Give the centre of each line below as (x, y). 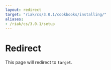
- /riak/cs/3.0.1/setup (30, 24)
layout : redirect (23, 10)
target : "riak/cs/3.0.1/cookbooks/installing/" (56, 14)
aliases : (14, 19)
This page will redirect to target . (39, 62)
